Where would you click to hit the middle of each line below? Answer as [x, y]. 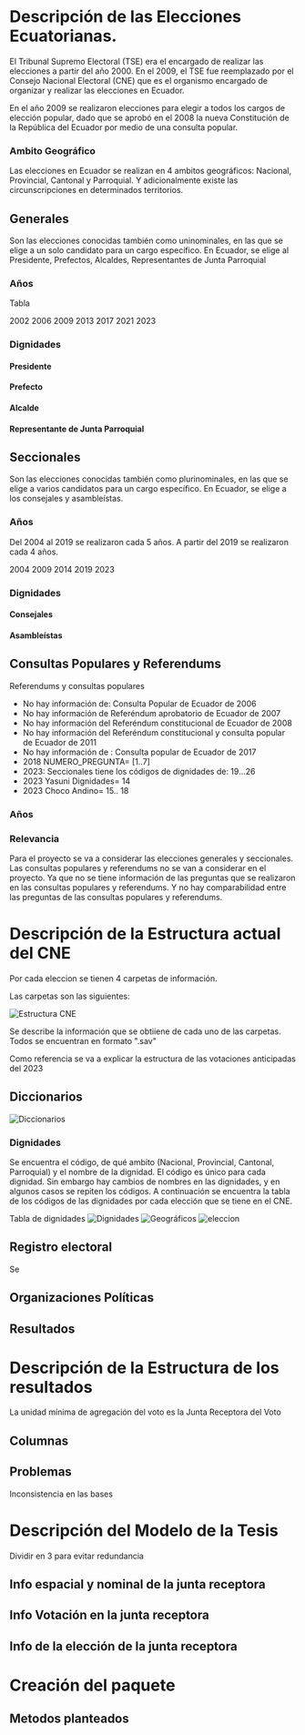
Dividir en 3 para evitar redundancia [76, 1556]
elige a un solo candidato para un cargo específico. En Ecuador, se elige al [149, 250]
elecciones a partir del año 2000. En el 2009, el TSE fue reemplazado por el [152, 71]
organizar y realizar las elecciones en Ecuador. [97, 90]
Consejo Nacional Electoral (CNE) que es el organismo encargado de [139, 80]
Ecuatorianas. [63, 36]
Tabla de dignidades [48, 1218]
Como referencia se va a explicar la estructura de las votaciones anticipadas [152, 1059]
